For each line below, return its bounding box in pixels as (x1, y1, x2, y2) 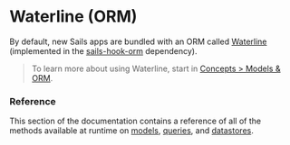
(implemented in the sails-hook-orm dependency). (9, 45, 198, 56)
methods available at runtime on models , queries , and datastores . (9, 125, 254, 136)
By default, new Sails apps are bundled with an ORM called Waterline (9, 36, 267, 47)
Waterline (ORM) (9, 6, 138, 27)
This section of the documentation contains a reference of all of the (9, 115, 261, 127)
